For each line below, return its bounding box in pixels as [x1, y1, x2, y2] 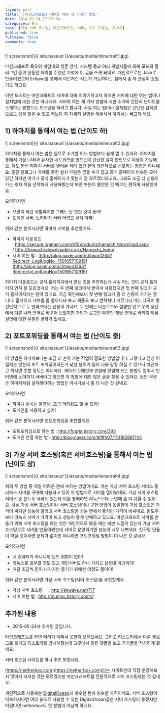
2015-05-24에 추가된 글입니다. [12, 623, 72, 629]
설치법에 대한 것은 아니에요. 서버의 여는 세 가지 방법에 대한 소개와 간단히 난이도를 [5, 98, 160, 104]
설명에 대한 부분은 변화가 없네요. [5, 316, 67, 322]
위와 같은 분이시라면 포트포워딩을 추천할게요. [5, 418, 91, 424]
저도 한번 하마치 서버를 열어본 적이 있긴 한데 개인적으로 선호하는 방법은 [11, 163, 147, 169]
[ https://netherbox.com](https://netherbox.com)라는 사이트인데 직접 [5, 667, 141, 673]
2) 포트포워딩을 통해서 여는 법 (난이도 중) [5, 332, 121, 340]
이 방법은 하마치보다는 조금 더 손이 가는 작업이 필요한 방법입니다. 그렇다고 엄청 [5, 355, 155, 361]
